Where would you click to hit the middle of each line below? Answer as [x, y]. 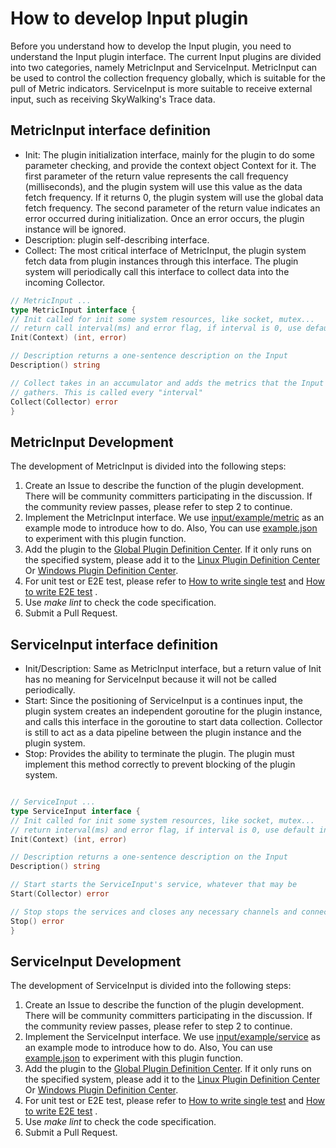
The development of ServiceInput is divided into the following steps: [151, 986]
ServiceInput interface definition [114, 644]
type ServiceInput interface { [75, 811]
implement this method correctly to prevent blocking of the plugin [160, 764]
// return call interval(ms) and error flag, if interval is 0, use [156, 328]
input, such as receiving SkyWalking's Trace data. [113, 99]
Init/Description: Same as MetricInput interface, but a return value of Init [173, 668]
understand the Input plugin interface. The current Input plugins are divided [166, 56]
